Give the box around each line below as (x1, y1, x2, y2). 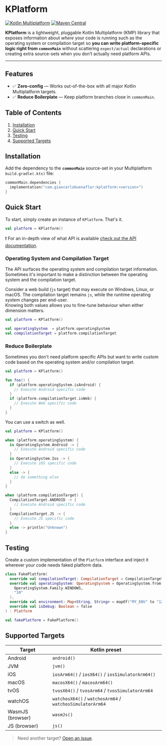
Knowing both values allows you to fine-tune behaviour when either (5, 302, 144, 308)
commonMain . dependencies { (5, 180, 61, 185)
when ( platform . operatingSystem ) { (5, 438, 79, 443)
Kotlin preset (90, 646, 122, 653)
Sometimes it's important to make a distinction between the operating (5, 271, 148, 277)
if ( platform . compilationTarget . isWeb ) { (9, 396, 97, 401)
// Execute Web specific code (14, 401, 77, 406)
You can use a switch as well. (5, 419, 66, 425)
